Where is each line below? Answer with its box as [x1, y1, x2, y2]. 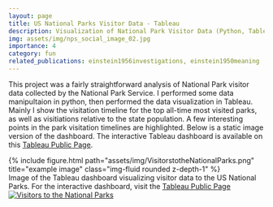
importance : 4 [8, 42, 57, 50]
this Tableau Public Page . [8, 140, 93, 149]
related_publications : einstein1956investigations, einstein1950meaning [8, 58, 260, 66]
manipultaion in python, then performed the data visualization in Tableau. [8, 97, 253, 106]
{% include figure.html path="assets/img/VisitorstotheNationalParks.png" [8, 155, 254, 165]
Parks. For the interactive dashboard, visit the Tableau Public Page [8, 181, 232, 191]
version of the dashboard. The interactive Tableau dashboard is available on [8, 131, 263, 140]
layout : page [8, 11, 53, 20]
